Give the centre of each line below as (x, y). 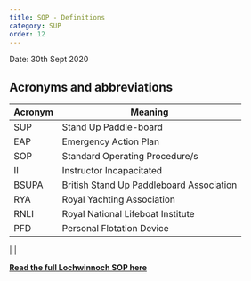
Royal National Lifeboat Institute (128, 214)
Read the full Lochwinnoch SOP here (78, 268)
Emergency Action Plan (111, 141)
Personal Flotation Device (115, 229)
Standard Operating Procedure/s (130, 157)
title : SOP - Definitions (57, 17)
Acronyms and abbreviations (91, 87)
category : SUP (36, 26)
